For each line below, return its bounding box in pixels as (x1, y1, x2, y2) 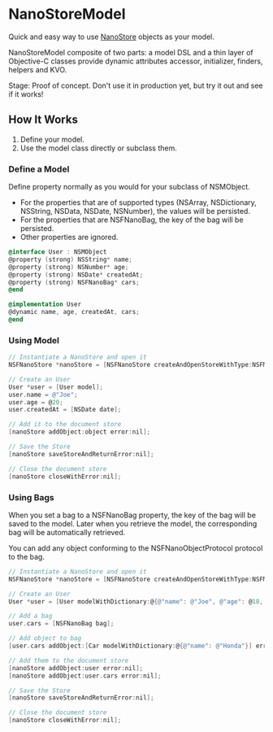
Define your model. (19, 134, 85, 144)
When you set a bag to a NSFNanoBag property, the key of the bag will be (8, 510, 256, 520)
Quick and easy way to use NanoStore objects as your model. (8, 32, 215, 41)
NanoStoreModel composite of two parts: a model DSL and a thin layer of (8, 47, 253, 57)
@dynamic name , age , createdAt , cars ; (8, 308, 140, 316)
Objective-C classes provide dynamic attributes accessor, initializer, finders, (8, 56, 263, 66)
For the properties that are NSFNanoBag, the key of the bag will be (19, 215, 244, 224)
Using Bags (8, 491, 54, 503)
